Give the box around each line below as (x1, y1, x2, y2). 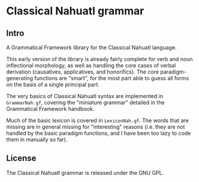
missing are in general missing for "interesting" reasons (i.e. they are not (6, 123, 185, 130)
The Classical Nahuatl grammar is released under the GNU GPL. (6, 169, 164, 176)
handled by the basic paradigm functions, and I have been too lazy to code (6, 130, 191, 136)
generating (6, 75, 34, 81)
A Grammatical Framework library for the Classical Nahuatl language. (6, 44, 177, 51)
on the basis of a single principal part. (6, 81, 100, 88)
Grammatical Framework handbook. (6, 105, 95, 112)
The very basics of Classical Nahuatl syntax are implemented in (6, 93, 164, 99)
